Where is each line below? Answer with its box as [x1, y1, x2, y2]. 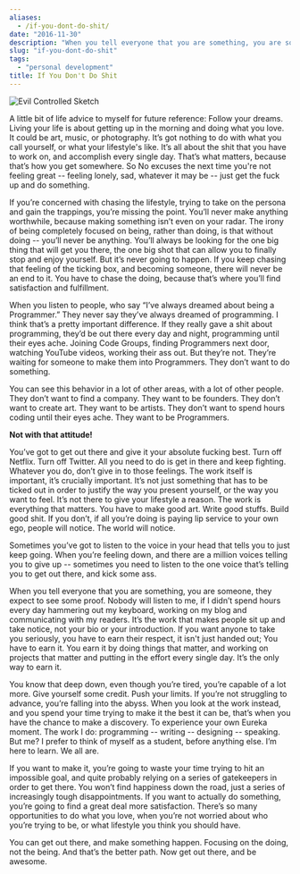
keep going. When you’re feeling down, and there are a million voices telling [9, 549, 288, 559]
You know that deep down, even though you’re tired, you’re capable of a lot [9, 678, 287, 689]
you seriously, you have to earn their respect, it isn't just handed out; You [9, 633, 279, 643]
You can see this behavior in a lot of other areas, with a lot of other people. [9, 383, 284, 394]
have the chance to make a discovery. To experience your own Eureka [9, 717, 268, 727]
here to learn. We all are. [9, 745, 100, 756]
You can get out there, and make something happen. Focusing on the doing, [9, 836, 288, 847]
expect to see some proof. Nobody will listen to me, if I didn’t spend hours [9, 595, 281, 606]
